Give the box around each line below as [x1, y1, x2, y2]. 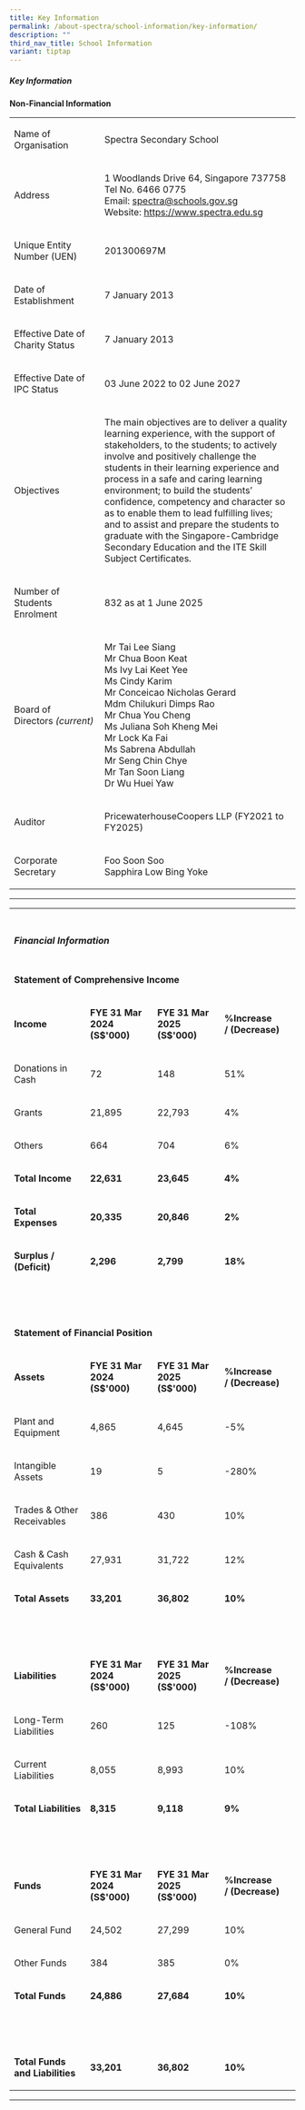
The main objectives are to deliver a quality [103, 416, 288, 429]
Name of [14, 128, 52, 141]
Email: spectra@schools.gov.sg [103, 194, 239, 207]
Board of [14, 703, 52, 716]
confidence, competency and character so [103, 496, 286, 509]
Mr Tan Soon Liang [103, 766, 185, 778]
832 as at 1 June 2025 [103, 597, 203, 609]
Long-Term [14, 1714, 64, 1727]
